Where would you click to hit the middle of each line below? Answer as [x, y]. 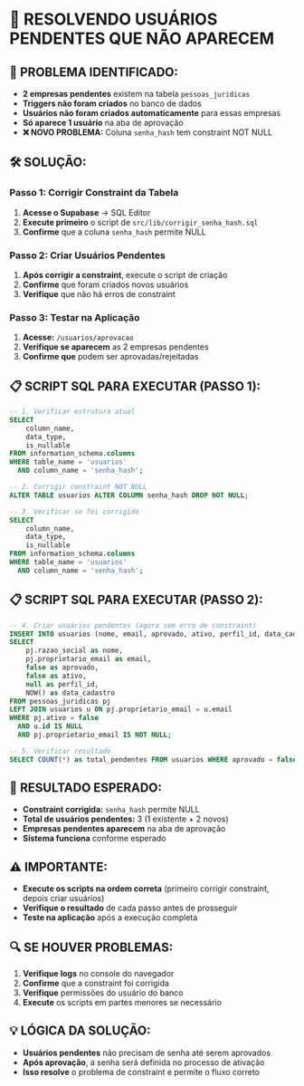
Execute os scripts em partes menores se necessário [122, 1003]
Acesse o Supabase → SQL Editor [86, 212]
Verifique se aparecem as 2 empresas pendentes [116, 347]
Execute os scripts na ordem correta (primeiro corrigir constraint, [146, 889]
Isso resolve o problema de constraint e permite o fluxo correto [141, 1072]
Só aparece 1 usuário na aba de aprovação [103, 123]
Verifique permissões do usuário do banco [103, 993]
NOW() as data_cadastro [71, 693]
